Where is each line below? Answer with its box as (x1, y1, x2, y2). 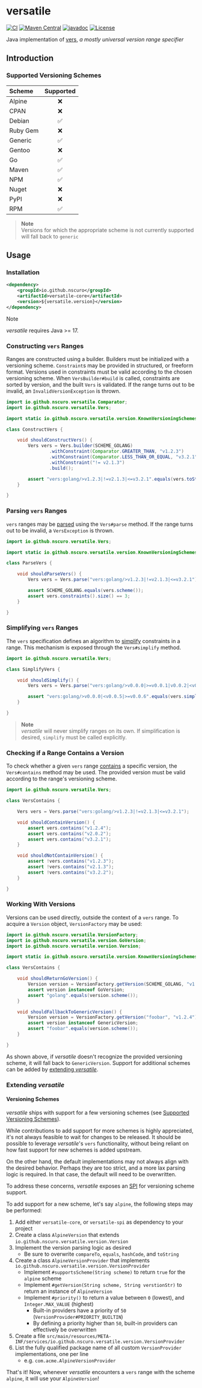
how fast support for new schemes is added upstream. (6, 1146, 142, 1153)
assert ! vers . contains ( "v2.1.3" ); (28, 864, 114, 870)
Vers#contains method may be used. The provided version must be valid (6, 769, 186, 776)
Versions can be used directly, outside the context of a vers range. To (6, 913, 179, 921)
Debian (9, 116, 29, 125)
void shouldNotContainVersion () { (17, 853, 103, 859)
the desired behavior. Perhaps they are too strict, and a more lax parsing (6, 1164, 186, 1171)
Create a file (14, 1332, 46, 1339)
